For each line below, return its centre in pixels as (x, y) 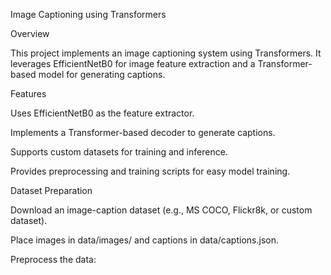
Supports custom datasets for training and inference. (119, 152)
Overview (30, 33)
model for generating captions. (102, 74)
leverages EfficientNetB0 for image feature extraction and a (133, 63)
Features (28, 93)
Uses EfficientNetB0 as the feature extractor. (102, 113)
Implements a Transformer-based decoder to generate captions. (143, 132)
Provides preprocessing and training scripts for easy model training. (150, 171)
